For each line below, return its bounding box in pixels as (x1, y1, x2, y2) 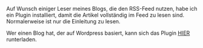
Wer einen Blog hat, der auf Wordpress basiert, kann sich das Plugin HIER (6, 29, 190, 37)
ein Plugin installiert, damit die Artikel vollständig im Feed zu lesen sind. (6, 11, 185, 19)
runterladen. (6, 36, 38, 43)
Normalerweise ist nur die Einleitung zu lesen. (6, 18, 121, 25)
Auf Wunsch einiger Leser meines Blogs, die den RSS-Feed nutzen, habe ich (6, 5, 198, 12)
